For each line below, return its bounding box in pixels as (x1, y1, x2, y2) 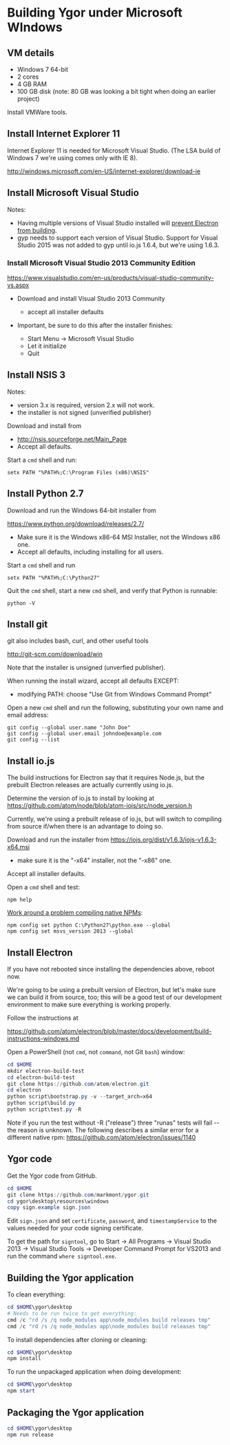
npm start (7, 1388, 36, 1395)
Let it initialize (27, 342, 67, 350)
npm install (7, 1355, 41, 1362)
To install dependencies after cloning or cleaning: (7, 1335, 147, 1344)
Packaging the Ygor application (7, 1406, 145, 1418)
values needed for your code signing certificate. (7, 1224, 144, 1232)
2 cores (17, 72, 39, 81)
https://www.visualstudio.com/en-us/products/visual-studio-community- (7, 273, 214, 282)
